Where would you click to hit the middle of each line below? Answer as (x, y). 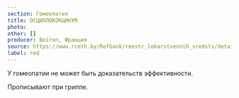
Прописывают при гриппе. (48, 87)
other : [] (22, 33)
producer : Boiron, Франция (47, 40)
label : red (23, 54)
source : (19, 47)
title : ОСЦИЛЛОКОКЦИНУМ (43, 20)
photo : (17, 27)
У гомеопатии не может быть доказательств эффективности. (100, 73)
